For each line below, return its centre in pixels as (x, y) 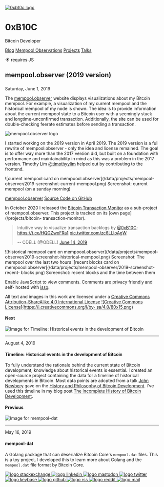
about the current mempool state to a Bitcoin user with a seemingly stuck (79, 114)
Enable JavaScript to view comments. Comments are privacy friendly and (79, 282)
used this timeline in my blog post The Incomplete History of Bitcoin (73, 391)
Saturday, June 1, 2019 (28, 88)
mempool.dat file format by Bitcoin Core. (45, 465)
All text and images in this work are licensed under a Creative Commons (78, 296)
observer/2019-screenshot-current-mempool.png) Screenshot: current (76, 184)
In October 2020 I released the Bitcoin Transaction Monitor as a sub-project (81, 208)
